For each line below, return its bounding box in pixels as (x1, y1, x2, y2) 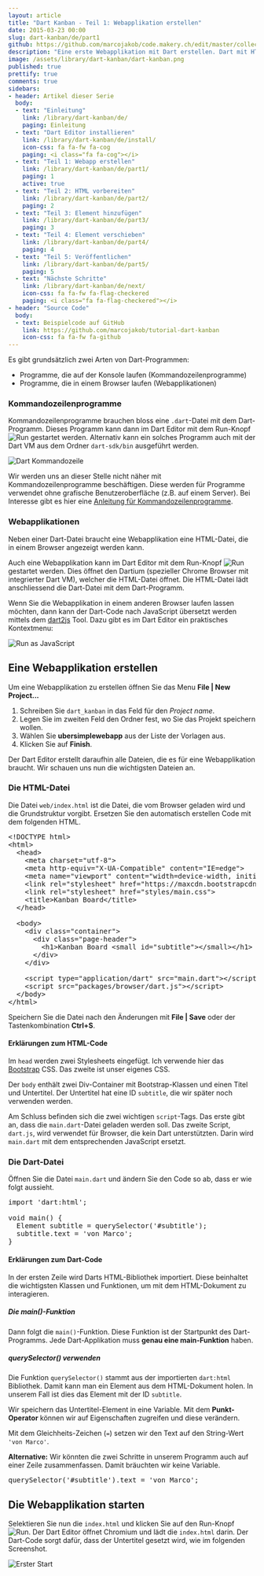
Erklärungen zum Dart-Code (8, 1254, 103, 1264)
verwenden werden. (8, 1097, 73, 1106)
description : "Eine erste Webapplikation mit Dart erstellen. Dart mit (8, 48, 247, 56)
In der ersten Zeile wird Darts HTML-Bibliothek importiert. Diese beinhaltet (8, 1272, 248, 1282)
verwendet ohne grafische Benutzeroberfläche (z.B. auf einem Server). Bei (8, 489, 251, 498)
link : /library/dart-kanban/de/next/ (22, 282, 146, 290)
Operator (8, 1413, 38, 1423)
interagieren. (8, 1289, 49, 1298)
